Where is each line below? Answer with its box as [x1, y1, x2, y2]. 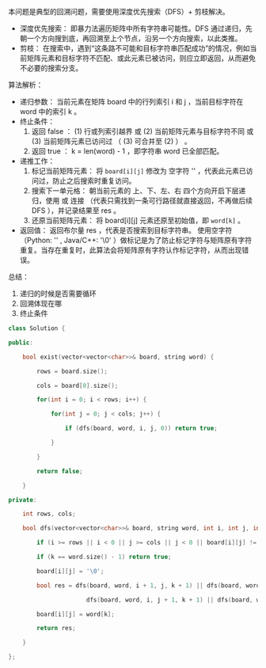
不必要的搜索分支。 [19, 63, 83, 73]
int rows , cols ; [22, 510, 77, 518]
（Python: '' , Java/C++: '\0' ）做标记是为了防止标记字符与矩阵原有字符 [19, 236, 252, 245]
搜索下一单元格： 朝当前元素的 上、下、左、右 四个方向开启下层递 [31, 186, 246, 195]
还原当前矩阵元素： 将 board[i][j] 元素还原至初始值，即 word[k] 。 [31, 216, 245, 225]
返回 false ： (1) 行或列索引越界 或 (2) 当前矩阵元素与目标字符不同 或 [31, 127, 254, 136]
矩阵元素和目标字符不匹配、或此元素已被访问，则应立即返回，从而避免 [26, 54, 256, 63]
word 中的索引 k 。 [19, 107, 82, 116]
